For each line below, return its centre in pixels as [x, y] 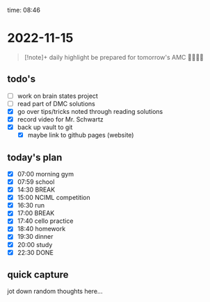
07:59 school [36, 182]
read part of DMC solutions [56, 103]
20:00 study [35, 244]
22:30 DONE [35, 252]
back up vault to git [45, 127]
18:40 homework [41, 229]
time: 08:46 [24, 10]
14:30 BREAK [36, 190]
